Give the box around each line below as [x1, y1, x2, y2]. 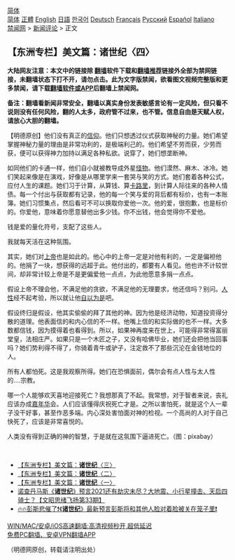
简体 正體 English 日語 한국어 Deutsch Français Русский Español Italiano [7, 15, 215, 23]
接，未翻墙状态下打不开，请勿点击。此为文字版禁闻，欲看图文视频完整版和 [7, 75, 222, 84]
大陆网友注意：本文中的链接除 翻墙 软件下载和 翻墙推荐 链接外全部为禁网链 [7, 66, 218, 74]
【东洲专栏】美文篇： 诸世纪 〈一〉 [17, 478, 116, 486]
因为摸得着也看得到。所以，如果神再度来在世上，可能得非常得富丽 [37, 326, 228, 334]
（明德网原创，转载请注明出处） [7, 545, 99, 554]
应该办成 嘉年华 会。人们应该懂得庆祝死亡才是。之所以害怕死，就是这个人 [7, 399, 215, 408]
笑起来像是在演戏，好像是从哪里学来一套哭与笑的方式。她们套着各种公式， [13, 172, 228, 180]
